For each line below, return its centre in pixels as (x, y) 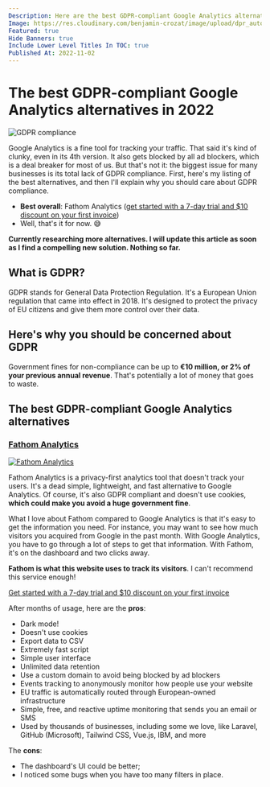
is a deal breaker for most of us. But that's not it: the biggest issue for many (133, 165)
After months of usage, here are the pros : (77, 608)
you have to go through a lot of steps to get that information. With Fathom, (131, 545)
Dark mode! (39, 624)
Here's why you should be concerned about (120, 335)
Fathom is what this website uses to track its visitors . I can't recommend (131, 569)
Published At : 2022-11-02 (51, 53)
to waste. (24, 384)
